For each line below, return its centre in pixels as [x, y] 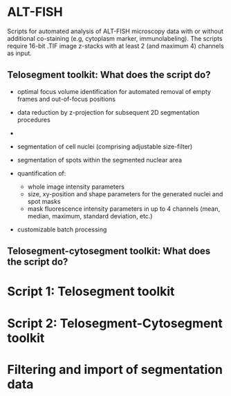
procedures [34, 120]
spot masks [44, 201]
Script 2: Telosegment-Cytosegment [115, 323]
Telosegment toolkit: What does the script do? [109, 75]
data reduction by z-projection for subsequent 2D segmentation [108, 112]
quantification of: [41, 173]
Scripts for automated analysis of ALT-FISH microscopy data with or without [115, 31]
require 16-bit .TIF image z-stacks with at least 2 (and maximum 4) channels [116, 46]
